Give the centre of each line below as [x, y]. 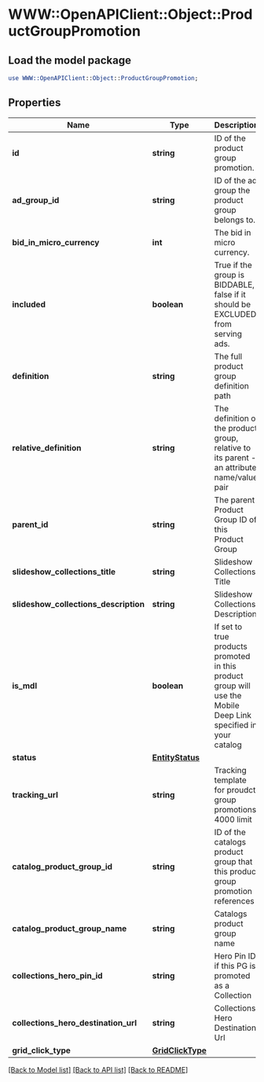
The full [228, 356]
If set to [228, 627]
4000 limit [233, 819]
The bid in [233, 232]
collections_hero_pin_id [58, 975]
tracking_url [35, 794]
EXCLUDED [235, 314]
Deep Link [233, 715]
